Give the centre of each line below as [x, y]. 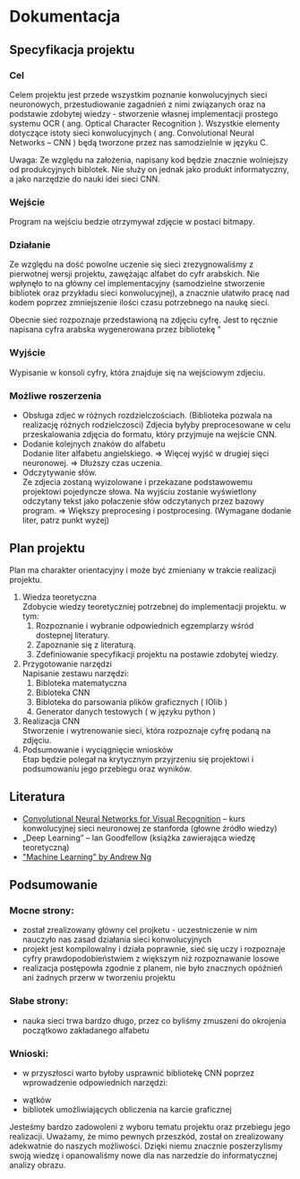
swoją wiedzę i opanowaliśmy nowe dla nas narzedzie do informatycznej [143, 1155]
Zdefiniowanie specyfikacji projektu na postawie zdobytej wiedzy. [157, 654]
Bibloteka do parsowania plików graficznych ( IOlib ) [132, 701]
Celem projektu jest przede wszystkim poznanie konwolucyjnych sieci [138, 94]
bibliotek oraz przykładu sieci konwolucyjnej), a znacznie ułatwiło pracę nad [150, 293]
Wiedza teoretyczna [59, 597]
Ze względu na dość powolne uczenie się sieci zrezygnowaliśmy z [132, 264]
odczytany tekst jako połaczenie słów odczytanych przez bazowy [143, 501]
